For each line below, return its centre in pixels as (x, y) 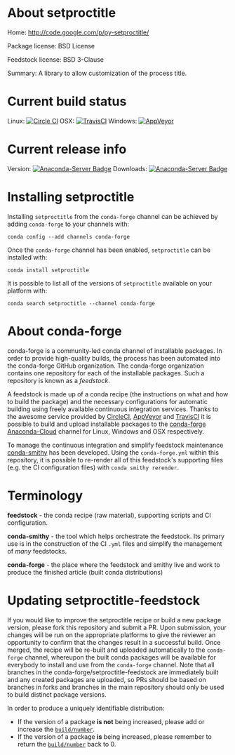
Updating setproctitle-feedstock (103, 600)
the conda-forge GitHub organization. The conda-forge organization (106, 366)
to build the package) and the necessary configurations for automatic (108, 401)
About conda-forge (65, 331)
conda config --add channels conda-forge (69, 236)
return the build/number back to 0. (67, 744)
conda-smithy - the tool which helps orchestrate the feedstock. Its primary (116, 536)
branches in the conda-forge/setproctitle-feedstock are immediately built (113, 672)
